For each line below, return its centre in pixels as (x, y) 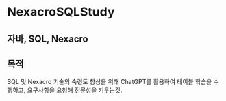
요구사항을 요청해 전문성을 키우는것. (75, 90)
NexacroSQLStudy (61, 12)
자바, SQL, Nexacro (48, 39)
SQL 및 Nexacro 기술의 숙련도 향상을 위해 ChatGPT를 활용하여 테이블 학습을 (110, 82)
